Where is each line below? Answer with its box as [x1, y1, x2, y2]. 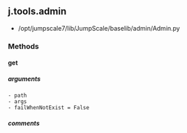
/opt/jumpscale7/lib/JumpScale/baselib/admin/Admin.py [17, 24, 180, 32]
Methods [8, 41, 39, 51]
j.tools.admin [8, 6, 67, 17]
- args [8, 98, 27, 105]
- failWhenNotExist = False [8, 104, 90, 111]
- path [8, 92, 27, 100]
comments [8, 118, 40, 127]
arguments [8, 75, 41, 83]
